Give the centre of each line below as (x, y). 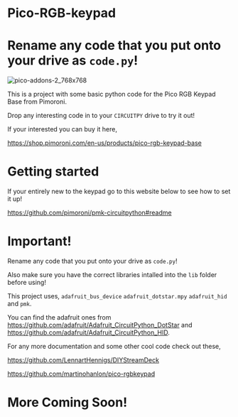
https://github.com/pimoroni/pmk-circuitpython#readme (90, 213)
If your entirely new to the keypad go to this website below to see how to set (119, 191)
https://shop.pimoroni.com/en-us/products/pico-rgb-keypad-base (105, 143)
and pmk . (20, 304)
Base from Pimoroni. (37, 102)
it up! (15, 199)
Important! (39, 241)
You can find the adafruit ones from (59, 317)
